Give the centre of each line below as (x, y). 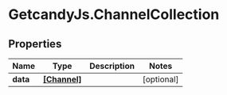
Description (112, 66)
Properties (35, 44)
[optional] (160, 79)
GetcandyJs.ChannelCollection (114, 15)
